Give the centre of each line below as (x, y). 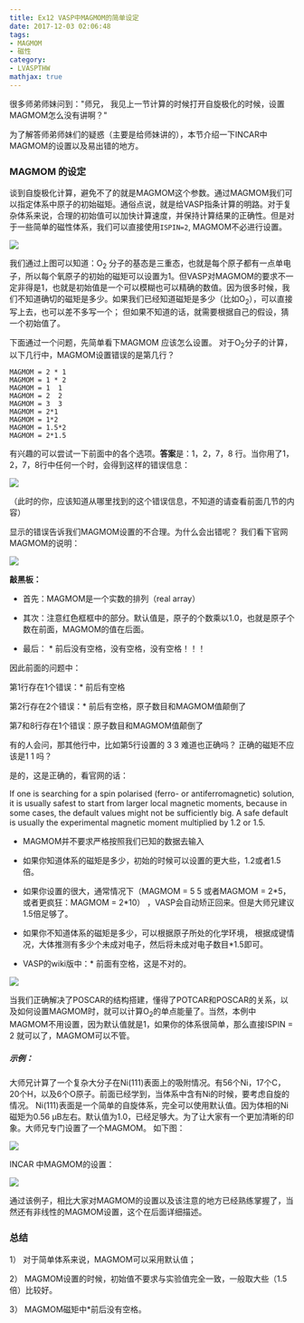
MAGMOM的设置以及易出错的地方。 (76, 145)
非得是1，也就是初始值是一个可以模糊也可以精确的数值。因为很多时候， (149, 287)
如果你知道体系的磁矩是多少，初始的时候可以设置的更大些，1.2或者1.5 (152, 861)
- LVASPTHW (30, 69)
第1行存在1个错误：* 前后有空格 (67, 687)
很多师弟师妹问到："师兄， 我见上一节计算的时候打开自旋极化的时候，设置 (147, 103)
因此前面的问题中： (45, 668)
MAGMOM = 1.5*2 (38, 428)
